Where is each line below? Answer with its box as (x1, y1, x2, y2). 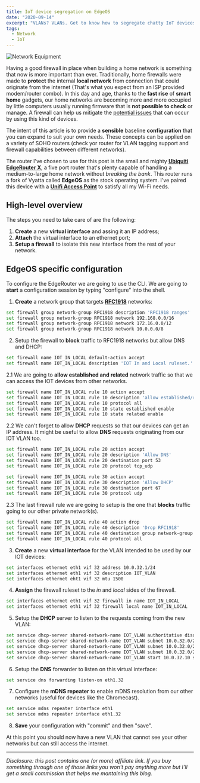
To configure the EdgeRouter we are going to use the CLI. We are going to (6, 280, 187, 287)
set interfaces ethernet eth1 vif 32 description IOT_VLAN (6, 570, 156, 576)
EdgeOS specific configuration (6, 264, 123, 274)
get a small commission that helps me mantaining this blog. (6, 770, 153, 777)
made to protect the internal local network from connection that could (6, 77, 180, 84)
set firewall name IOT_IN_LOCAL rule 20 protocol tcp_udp (6, 463, 153, 469)
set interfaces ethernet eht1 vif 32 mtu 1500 (6, 576, 124, 582)
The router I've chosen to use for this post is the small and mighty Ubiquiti (6, 158, 189, 164)
